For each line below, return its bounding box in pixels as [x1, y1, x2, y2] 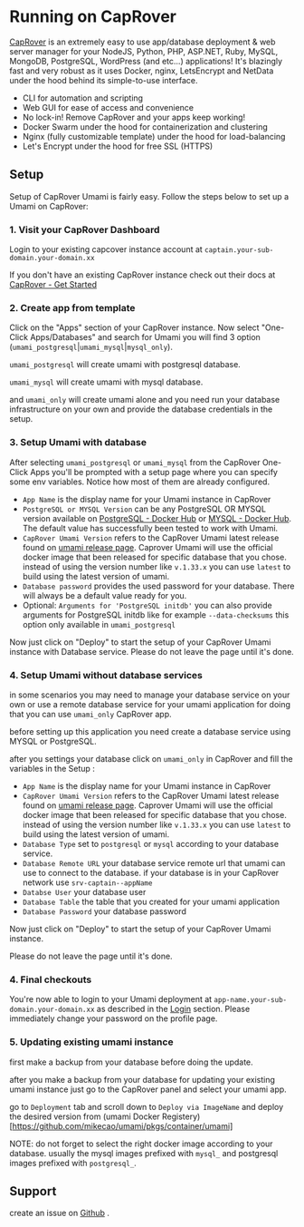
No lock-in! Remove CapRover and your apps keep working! [22, 112, 246, 122]
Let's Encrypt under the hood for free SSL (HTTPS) [22, 141, 214, 151]
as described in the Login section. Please [96, 1004, 251, 1015]
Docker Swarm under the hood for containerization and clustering [22, 121, 269, 132]
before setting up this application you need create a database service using [9, 725, 291, 736]
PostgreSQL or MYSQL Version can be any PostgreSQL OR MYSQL [22, 503, 267, 514]
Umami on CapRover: [9, 200, 89, 211]
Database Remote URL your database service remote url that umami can [22, 857, 286, 868]
